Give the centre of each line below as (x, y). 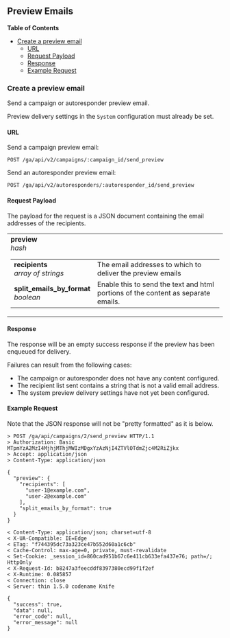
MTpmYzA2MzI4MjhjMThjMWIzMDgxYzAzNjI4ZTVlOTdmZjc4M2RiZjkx (93, 448)
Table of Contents (33, 27)
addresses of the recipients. (47, 223)
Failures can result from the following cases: (69, 365)
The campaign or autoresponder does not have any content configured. (118, 378)
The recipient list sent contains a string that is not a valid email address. (118, 385)
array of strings (39, 273)
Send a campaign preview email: (53, 148)
